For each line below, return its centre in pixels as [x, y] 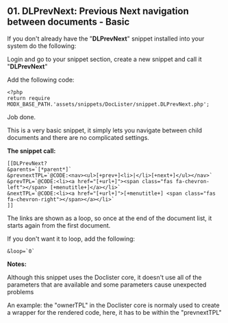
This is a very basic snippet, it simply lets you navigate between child [105, 130]
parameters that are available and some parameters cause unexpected [107, 285]
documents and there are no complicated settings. [78, 137]
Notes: [17, 264]
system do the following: [42, 46]
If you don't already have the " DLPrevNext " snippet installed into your [106, 38]
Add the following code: [41, 80]
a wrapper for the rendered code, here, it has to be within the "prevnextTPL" [115, 312]
